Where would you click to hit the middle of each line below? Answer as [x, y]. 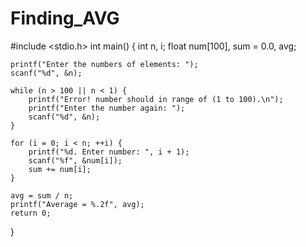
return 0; [31, 213]
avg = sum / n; [42, 195]
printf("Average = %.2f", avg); [77, 204]
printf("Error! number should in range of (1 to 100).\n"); [156, 99]
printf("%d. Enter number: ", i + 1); [109, 152]
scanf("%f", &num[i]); [75, 160]
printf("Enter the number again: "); [107, 108]
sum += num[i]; [60, 169]
